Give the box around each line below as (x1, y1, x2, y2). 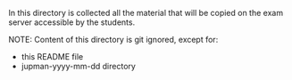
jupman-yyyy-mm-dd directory (21, 61, 136, 71)
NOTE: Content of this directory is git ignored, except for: (8, 35, 219, 44)
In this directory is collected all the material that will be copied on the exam (8, 8, 283, 18)
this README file (21, 52, 84, 61)
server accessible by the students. (8, 17, 136, 28)
